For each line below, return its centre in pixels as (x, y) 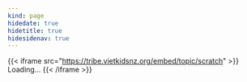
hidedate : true (33, 23)
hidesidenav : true (38, 38)
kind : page (26, 16)
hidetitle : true (35, 31)
